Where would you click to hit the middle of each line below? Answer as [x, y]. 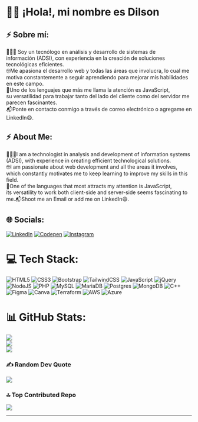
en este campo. [25, 83]
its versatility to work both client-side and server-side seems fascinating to [97, 192]
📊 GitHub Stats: [46, 317]
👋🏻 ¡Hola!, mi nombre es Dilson [83, 12]
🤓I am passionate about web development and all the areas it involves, [92, 167]
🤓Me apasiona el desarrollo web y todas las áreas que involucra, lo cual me [98, 71]
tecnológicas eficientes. [35, 64]
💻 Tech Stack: [42, 259]
